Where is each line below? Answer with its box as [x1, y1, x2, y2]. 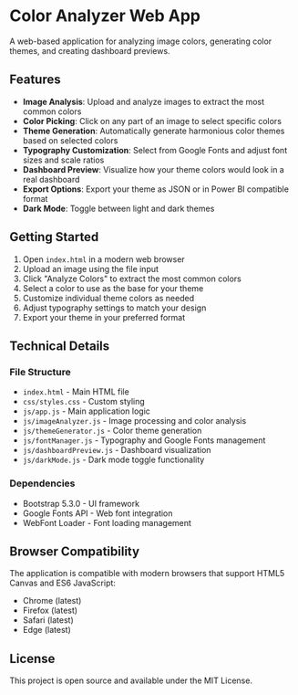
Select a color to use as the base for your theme [22, 282, 204, 293]
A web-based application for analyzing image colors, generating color [9, 36, 272, 47]
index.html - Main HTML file [22, 386, 129, 397]
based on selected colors [22, 134, 118, 146]
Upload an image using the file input [22, 263, 159, 274]
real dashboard [22, 174, 80, 184]
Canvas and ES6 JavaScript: [9, 577, 117, 589]
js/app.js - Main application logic [22, 405, 150, 416]
